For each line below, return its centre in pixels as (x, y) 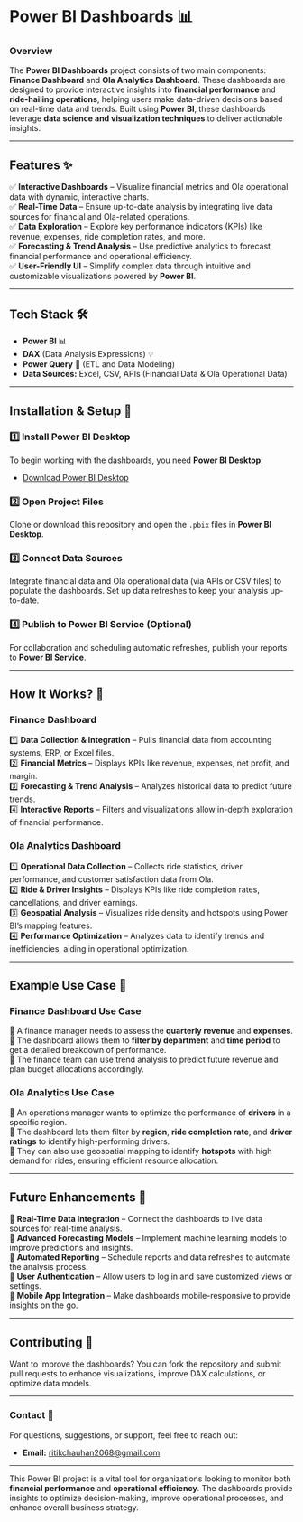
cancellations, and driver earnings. (73, 902)
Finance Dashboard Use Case (75, 1010)
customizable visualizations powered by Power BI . (103, 277)
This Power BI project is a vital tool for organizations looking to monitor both (150, 1479)
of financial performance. (56, 822)
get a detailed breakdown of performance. (88, 1050)
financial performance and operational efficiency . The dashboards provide (151, 1488)
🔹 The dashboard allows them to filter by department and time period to (145, 1040)
